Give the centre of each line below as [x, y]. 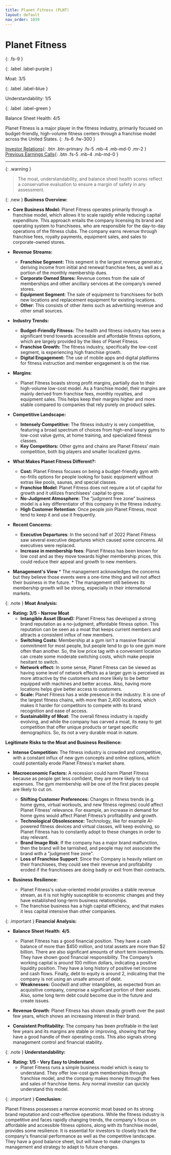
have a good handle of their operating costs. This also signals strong [84, 1037]
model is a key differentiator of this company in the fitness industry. [91, 504]
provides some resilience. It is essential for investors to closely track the [81, 1131]
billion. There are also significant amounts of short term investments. [92, 952]
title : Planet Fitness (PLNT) [37, 10]
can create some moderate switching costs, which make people [87, 656]
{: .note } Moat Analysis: [31, 603]
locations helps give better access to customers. [71, 689]
